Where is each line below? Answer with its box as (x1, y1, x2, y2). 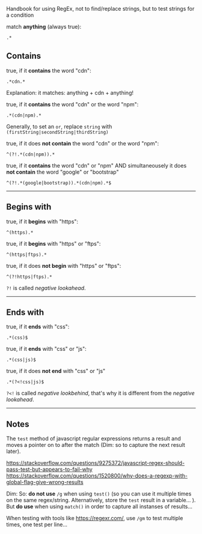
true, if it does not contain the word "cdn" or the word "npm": (6, 139, 159, 147)
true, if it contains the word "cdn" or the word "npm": (6, 100, 139, 108)
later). (6, 448, 21, 455)
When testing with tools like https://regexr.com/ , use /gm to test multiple (6, 515, 183, 522)
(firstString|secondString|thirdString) (6, 129, 109, 135)
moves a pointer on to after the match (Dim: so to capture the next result (6, 441, 185, 449)
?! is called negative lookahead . (6, 284, 86, 291)
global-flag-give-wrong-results (6, 479, 84, 486)
